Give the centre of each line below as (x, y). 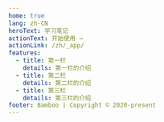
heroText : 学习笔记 (39, 31)
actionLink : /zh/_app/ (46, 46)
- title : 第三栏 (41, 90)
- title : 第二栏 (41, 75)
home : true (27, 16)
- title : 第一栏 (41, 61)
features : (25, 53)
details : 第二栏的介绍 (57, 83)
